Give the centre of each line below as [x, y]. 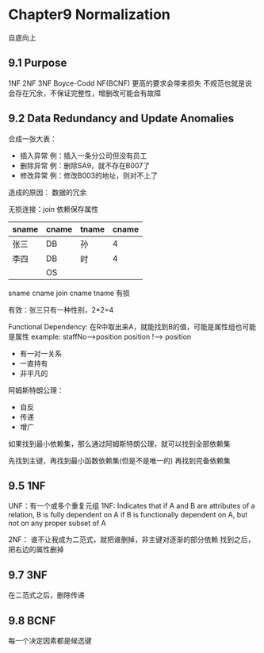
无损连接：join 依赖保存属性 [54, 209]
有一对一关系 [40, 353]
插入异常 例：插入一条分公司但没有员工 [83, 156]
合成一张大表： [33, 138]
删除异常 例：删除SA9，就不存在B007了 [85, 165]
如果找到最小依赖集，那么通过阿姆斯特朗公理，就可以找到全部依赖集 [119, 444]
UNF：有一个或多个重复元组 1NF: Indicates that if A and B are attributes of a [132, 506]
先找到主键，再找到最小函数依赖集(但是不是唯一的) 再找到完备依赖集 [120, 460]
